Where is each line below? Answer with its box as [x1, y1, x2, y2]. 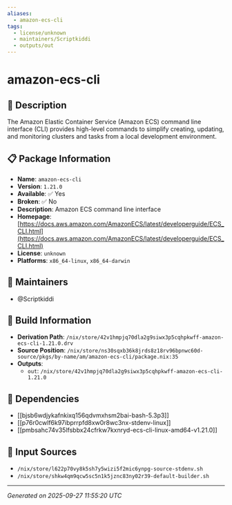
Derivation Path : [17, 333, 65, 341]
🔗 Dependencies [7, 393, 79, 404]
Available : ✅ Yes [17, 189, 66, 197]
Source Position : [17, 346, 66, 355]
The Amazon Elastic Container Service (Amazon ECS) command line [7, 118, 202, 126]
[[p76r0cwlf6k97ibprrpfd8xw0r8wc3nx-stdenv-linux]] [17, 419, 171, 427]
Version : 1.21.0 [17, 182, 63, 190]
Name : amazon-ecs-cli [17, 175, 81, 183]
